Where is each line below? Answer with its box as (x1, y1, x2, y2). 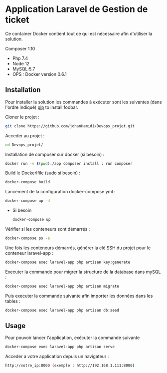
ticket (5, 14, 29, 25)
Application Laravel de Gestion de (5, 3, 148, 15)
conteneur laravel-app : (5, 250, 53, 256)
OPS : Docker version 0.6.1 (12, 71, 67, 77)
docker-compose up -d (5, 198, 50, 203)
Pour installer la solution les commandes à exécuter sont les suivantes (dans (5, 99, 162, 105)
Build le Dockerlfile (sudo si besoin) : (5, 170, 81, 176)
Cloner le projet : (5, 114, 40, 120)
